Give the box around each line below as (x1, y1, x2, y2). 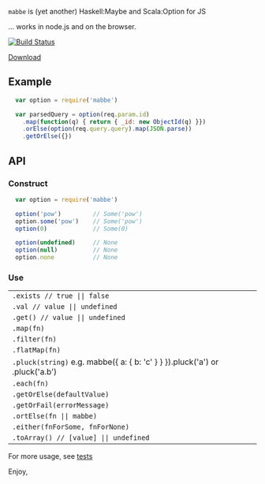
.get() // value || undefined (12, 313, 126, 322)
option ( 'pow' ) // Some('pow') (15, 210, 144, 218)
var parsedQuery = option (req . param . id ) (15, 110, 150, 118)
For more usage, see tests (8, 452, 93, 461)
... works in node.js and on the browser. (8, 22, 136, 31)
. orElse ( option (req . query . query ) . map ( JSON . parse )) (22, 125, 192, 133)
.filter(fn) (12, 335, 58, 344)
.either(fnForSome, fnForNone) (12, 423, 130, 432)
